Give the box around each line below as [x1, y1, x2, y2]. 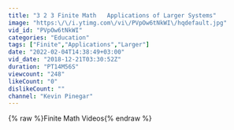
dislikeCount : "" [8, 84, 65, 93]
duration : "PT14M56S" [8, 63, 80, 71]
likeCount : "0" [8, 77, 58, 85]
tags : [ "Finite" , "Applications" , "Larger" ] [8, 41, 150, 49]
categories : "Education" [8, 33, 90, 42]
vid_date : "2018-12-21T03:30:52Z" [8, 56, 122, 64]
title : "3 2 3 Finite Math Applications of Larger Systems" [8, 11, 217, 20]
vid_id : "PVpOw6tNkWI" [8, 26, 83, 34]
